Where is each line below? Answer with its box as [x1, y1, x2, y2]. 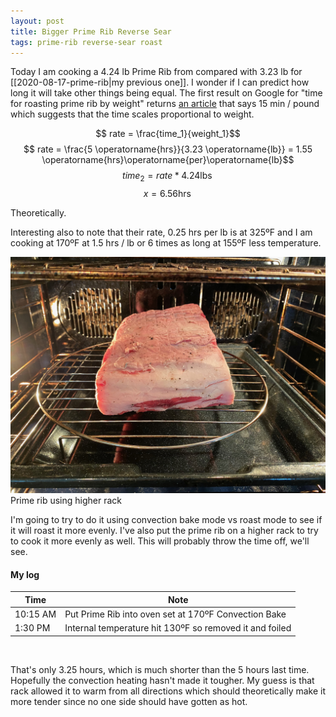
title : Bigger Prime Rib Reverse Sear [10, 26, 172, 37]
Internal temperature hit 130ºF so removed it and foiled [64, 622, 292, 634]
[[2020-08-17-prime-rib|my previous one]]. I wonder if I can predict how [10, 76, 310, 89]
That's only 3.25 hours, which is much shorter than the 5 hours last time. [10, 663, 310, 675]
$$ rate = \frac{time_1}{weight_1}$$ [95, 128, 241, 140]
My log [10, 568, 40, 580]
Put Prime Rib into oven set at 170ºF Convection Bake [64, 608, 287, 620]
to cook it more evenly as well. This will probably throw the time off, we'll [10, 535, 310, 547]
